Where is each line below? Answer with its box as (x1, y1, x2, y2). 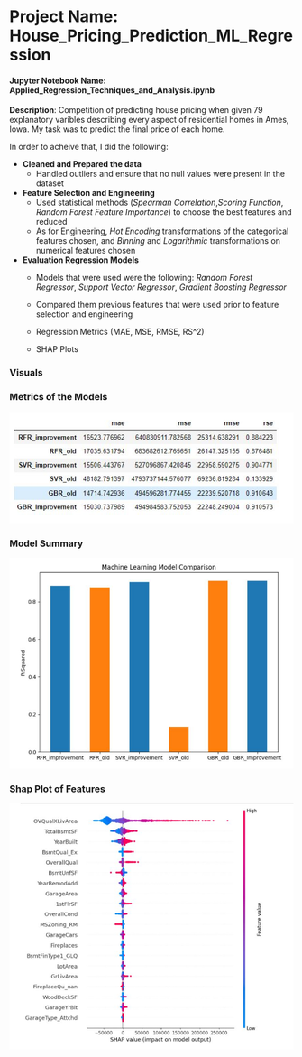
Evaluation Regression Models (22, 255, 140, 265)
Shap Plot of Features (9, 783, 105, 795)
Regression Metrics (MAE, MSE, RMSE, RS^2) (35, 327, 205, 338)
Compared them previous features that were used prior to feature (35, 300, 279, 311)
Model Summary (9, 537, 84, 550)
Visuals (9, 366, 43, 379)
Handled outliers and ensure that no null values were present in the (35, 169, 286, 180)
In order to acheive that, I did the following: (9, 142, 169, 153)
